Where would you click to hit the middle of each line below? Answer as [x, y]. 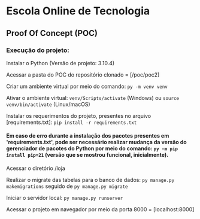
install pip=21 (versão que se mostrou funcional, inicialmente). [87, 155]
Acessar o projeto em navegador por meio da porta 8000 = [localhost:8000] [100, 209]
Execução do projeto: [38, 50]
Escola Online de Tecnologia [78, 11]
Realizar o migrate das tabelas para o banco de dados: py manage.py [90, 180]
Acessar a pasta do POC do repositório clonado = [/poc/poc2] [83, 74]
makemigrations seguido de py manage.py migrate [67, 186]
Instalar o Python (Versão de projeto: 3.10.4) [60, 63]
